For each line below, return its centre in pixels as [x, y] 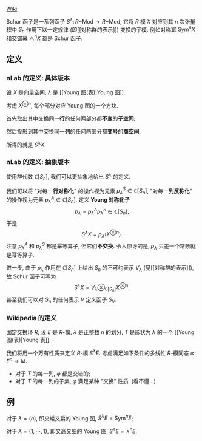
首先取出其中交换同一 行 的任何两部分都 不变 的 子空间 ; [71, 118]
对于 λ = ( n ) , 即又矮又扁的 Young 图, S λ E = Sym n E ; [70, 417]
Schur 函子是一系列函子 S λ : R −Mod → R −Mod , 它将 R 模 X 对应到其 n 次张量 [101, 21]
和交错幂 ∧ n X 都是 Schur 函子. [45, 38]
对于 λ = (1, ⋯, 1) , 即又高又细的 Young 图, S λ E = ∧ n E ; [72, 431]
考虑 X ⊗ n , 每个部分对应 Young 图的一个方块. [62, 105]
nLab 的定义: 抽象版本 [38, 162]
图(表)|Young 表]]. [29, 340]
